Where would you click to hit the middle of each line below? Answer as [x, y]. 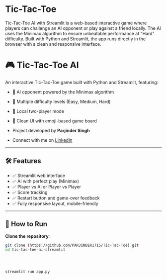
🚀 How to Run [26, 224]
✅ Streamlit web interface [39, 176]
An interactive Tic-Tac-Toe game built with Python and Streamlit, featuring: [82, 82]
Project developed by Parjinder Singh [51, 130]
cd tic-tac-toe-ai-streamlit [35, 250]
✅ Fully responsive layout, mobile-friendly [55, 203]
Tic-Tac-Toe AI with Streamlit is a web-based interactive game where [76, 23]
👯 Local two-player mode [38, 111]
